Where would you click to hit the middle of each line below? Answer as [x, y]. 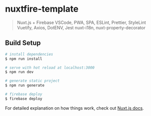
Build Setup [23, 43]
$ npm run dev [19, 72]
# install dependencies [29, 54]
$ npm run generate [25, 86]
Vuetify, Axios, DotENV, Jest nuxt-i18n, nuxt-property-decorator [81, 27]
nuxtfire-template [42, 9]
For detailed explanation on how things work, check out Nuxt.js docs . [75, 108]
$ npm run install [24, 59]
